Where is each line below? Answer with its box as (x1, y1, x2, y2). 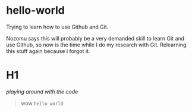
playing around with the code (6, 88, 78, 95)
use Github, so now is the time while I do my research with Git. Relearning (6, 41, 187, 48)
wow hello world (20, 99, 64, 107)
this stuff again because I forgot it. (6, 47, 90, 54)
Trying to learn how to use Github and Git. (6, 23, 109, 30)
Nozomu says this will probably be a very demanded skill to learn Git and (6, 35, 185, 42)
